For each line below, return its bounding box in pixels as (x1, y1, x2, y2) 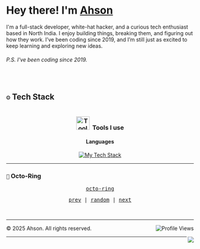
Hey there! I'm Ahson (6, 4, 113, 17)
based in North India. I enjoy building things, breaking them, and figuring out (6, 29, 193, 36)
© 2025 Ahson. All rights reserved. (6, 225, 92, 232)
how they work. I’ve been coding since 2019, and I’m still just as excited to (6, 36, 187, 43)
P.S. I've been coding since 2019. (6, 56, 87, 63)
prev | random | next (68, 197, 132, 203)
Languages (86, 138, 114, 145)
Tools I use (92, 123, 124, 132)
